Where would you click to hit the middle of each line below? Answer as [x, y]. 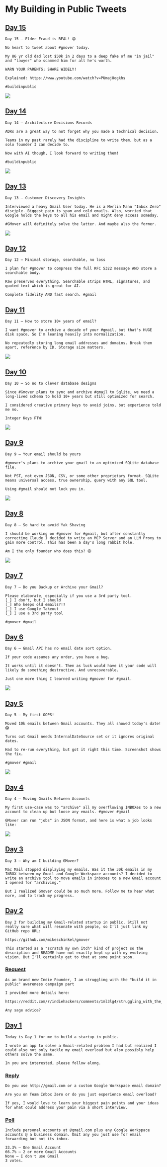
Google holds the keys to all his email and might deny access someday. [82, 215]
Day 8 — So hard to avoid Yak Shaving [45, 525]
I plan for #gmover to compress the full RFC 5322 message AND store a [81, 269]
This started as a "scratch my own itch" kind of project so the [74, 948]
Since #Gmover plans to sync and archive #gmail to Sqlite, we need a [80, 392]
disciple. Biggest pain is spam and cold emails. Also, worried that [79, 211]
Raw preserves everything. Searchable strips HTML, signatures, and [78, 282]
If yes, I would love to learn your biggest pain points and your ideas [82, 1103]
